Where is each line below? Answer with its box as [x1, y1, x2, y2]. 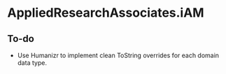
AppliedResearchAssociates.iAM [7, 5, 204, 21]
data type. [17, 59, 48, 67]
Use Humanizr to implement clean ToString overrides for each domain [17, 51, 219, 59]
